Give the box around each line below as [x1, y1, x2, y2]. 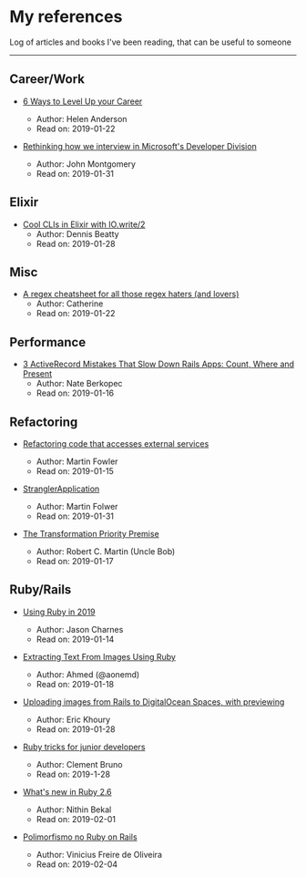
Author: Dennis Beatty [36, 228, 120, 239]
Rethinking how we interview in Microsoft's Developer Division [22, 140, 257, 151]
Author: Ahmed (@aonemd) [36, 668, 140, 680]
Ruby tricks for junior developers [22, 741, 146, 752]
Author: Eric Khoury [36, 714, 111, 725]
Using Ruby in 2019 [22, 606, 96, 617]
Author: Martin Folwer [36, 501, 118, 511]
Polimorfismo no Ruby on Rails [22, 831, 138, 842]
